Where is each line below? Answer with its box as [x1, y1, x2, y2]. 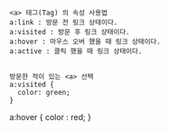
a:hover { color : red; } [9, 112, 92, 122]
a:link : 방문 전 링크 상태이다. [9, 18, 118, 27]
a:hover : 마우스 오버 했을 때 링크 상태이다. [9, 37, 161, 46]
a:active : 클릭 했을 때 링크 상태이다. [9, 47, 143, 56]
